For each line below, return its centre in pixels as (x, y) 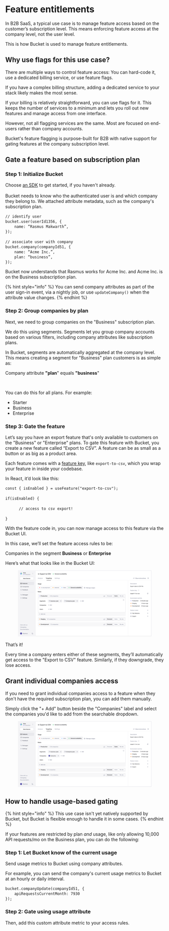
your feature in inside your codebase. (44, 469)
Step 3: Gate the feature (35, 426)
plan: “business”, (34, 257)
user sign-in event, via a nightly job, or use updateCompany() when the (77, 292)
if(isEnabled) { (22, 499)
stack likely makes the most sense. (42, 93)
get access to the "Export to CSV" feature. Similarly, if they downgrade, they (84, 660)
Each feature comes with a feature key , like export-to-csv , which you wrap (83, 463)
